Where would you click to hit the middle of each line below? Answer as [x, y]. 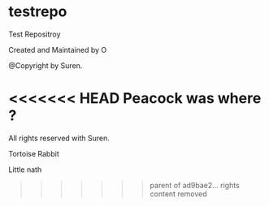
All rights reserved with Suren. [59, 138]
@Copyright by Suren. [46, 65]
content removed [178, 194]
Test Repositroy [35, 34]
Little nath [25, 170]
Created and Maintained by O [58, 49]
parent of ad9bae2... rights [195, 185]
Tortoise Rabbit [34, 153]
